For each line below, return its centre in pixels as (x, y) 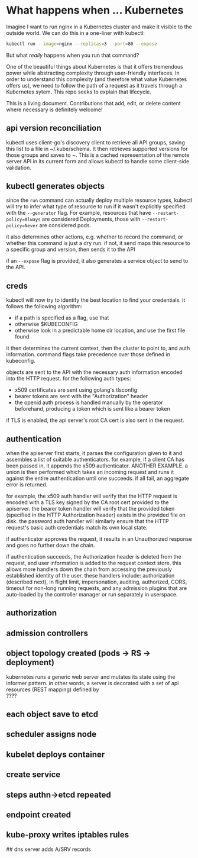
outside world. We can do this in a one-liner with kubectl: (75, 33)
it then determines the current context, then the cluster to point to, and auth (98, 348)
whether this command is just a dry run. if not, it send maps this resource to (98, 243)
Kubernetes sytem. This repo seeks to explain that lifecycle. (79, 92)
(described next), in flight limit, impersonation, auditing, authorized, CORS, (97, 582)
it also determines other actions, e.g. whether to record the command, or (95, 237)
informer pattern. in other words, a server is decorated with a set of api (92, 683)
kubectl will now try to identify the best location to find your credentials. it (96, 300)
